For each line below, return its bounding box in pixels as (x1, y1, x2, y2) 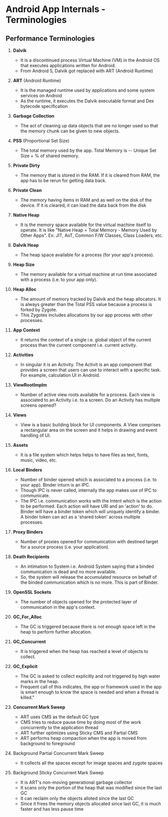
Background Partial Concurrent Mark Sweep (12, 750, 104, 756)
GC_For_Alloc (12, 614, 42, 620)
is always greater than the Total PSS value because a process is (20, 301, 152, 307)
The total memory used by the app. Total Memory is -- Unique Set (20, 147, 156, 153)
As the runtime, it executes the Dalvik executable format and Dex (20, 98, 154, 104)
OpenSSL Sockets (12, 589, 51, 595)
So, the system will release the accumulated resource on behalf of (20, 574, 157, 580)
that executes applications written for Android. (20, 63, 116, 68)
